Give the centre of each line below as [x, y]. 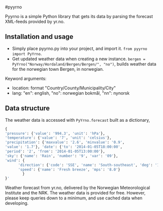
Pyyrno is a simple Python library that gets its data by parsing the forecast [79, 16]
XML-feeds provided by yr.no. [35, 22]
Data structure [27, 108]
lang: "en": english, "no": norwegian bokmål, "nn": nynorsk [71, 93]
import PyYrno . [27, 53]
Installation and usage [39, 37]
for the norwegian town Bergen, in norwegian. [58, 69]
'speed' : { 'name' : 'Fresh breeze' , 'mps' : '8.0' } [69, 169]
